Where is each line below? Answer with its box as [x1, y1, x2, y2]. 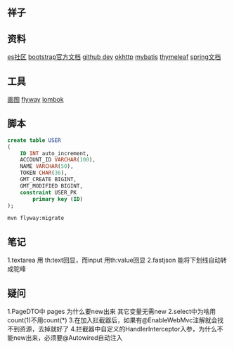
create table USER [7, 136, 61, 144]
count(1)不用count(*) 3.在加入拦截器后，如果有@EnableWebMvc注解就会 [7, 315, 218, 324]
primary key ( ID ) [32, 195, 83, 202]
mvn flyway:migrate [7, 215, 65, 222]
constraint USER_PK [20, 189, 77, 196]
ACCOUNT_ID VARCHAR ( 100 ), [20, 157, 96, 164]
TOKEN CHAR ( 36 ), [20, 169, 68, 177]
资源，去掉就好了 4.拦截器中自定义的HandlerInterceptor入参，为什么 [19, 324, 218, 333]
